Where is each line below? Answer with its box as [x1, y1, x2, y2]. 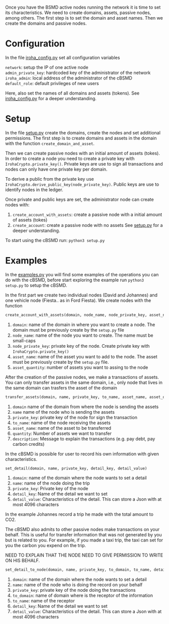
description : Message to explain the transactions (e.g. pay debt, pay [12, 435, 155, 442]
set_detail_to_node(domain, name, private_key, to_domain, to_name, [5, 567, 152, 573]
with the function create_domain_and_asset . [5, 140, 95, 146]
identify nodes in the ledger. [5, 186, 63, 193]
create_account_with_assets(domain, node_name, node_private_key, [5, 312, 147, 318]
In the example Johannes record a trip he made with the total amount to [5, 511, 153, 517]
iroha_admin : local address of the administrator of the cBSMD [5, 75, 132, 81]
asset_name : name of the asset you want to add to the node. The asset [12, 353, 157, 359]
